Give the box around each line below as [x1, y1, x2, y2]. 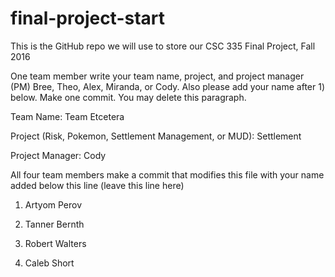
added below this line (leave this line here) [10, 179, 185, 191]
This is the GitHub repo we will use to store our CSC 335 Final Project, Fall [10, 40, 316, 52]
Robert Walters [24, 237, 87, 249]
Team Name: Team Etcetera [10, 110, 125, 122]
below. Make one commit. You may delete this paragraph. [10, 91, 247, 103]
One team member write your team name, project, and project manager [10, 70, 305, 82]
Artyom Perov [24, 198, 83, 211]
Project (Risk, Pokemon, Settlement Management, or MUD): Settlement [10, 130, 302, 142]
